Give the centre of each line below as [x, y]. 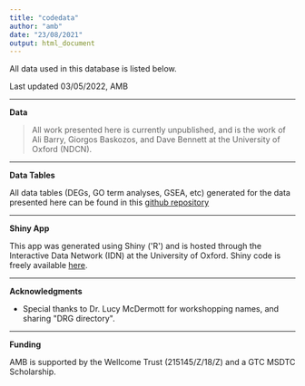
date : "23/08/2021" [46, 34]
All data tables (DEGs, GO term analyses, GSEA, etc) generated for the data [150, 193]
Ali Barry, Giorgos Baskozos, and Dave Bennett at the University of [156, 140]
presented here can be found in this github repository [109, 203]
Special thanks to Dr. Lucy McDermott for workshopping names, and [151, 309]
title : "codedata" [44, 18]
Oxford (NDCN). [62, 150]
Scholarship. [33, 372]
